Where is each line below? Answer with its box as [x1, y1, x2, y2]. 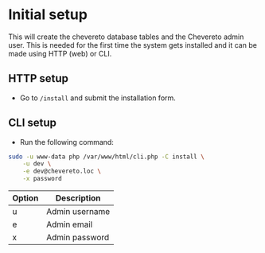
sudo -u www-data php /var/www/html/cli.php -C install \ [8, 153, 205, 161]
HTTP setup [8, 72, 69, 85]
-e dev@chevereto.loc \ [22, 167, 102, 176]
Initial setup [8, 6, 88, 24]
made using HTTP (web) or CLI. [8, 49, 112, 58]
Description [55, 193, 101, 204]
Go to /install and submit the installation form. [19, 93, 177, 103]
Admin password [46, 232, 110, 243]
